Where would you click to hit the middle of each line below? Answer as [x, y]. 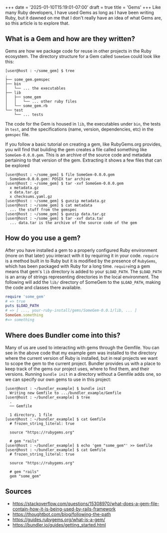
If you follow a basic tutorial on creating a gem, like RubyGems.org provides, [83, 144]
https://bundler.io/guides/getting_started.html [59, 524]
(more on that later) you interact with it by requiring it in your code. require [82, 255]
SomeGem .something [24, 315]
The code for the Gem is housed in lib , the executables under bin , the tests [83, 124]
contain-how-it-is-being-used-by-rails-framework [64, 509]
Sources [18, 492]
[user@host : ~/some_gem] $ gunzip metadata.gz [56, 201]
